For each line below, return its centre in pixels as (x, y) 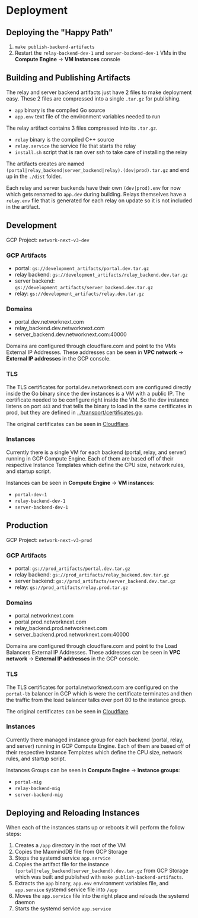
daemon (25, 902)
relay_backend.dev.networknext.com (60, 328)
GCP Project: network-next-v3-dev (48, 240)
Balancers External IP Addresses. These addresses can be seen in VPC (93, 653)
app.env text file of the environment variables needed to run (87, 116)
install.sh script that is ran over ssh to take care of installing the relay (101, 152)
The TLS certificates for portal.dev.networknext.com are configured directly (99, 387)
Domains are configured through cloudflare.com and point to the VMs (91, 346)
